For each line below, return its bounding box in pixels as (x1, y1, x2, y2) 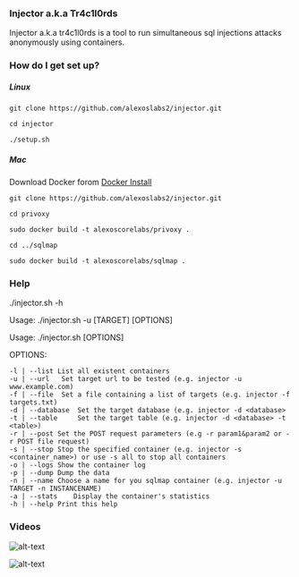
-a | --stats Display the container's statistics (9, 492, 210, 501)
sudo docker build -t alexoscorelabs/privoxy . (9, 225, 191, 234)
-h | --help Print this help (9, 500, 118, 509)
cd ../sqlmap (9, 241, 58, 250)
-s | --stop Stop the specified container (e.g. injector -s (9, 445, 243, 454)
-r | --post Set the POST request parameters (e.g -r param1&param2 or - (9, 429, 291, 438)
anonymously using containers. (9, 37, 125, 47)
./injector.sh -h (9, 298, 64, 309)
